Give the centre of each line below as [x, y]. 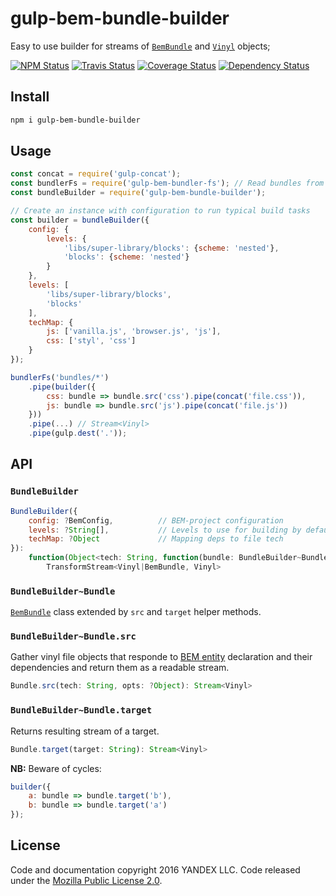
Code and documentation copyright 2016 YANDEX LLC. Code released [155, 869]
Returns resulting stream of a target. [85, 731]
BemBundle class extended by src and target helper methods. [136, 612]
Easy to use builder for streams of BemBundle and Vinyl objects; [140, 46]
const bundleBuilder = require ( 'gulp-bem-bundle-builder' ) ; [138, 193]
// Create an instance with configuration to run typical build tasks [160, 211]
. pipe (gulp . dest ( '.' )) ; [78, 433]
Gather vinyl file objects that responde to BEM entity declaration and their [161, 657]
